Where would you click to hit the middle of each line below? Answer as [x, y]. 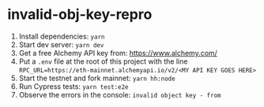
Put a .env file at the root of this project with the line [103, 61]
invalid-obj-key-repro [80, 15]
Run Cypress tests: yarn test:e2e [74, 86]
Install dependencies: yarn [62, 36]
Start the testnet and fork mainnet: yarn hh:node [97, 78]
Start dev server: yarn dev [61, 44]
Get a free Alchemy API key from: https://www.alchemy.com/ [118, 53]
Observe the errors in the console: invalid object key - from [120, 94]
